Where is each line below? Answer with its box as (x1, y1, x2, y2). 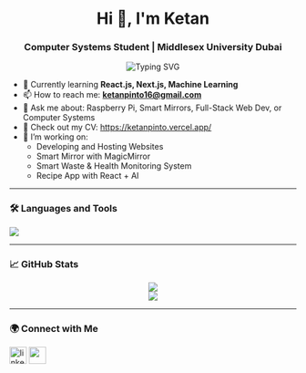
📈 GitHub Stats (9, 257, 79, 270)
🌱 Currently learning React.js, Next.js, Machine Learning (22, 79, 239, 90)
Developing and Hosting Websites (36, 141, 164, 152)
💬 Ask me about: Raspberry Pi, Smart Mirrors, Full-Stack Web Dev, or (22, 102, 282, 113)
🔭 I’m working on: (22, 131, 88, 142)
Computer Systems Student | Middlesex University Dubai (24, 41, 282, 54)
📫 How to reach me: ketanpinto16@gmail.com (22, 89, 202, 100)
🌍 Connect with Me (9, 323, 98, 335)
